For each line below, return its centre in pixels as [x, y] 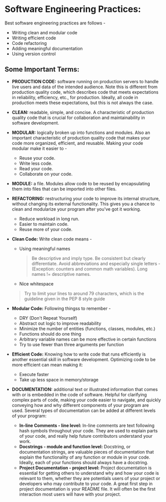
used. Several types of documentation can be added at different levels [83, 410]
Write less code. [36, 163]
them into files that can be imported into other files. [64, 189]
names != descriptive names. [61, 274]
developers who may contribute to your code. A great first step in [86, 484]
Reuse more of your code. [46, 229]
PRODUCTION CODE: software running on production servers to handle [85, 81]
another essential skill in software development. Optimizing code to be [83, 359]
